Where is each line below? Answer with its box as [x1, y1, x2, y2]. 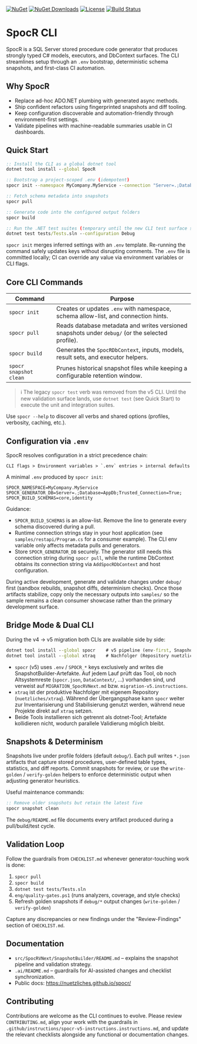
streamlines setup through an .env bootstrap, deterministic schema [6, 58, 168, 65]
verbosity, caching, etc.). [6, 419, 66, 426]
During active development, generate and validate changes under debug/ [6, 578, 182, 585]
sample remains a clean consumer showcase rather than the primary [6, 597, 172, 604]
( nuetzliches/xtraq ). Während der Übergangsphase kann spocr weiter [14, 694, 185, 701]
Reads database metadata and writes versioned [56, 321, 188, 330]
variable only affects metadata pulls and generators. [14, 541, 141, 548]
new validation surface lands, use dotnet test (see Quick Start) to [20, 395, 181, 403]
